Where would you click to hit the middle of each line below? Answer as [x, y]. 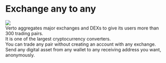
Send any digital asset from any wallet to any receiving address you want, [83, 49]
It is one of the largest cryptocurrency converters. [58, 39]
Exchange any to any [51, 9]
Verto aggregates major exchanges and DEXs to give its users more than [82, 28]
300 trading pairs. [24, 33]
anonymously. [20, 55]
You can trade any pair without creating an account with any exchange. [81, 44]
